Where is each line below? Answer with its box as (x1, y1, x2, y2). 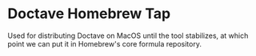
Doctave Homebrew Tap (7, 5, 171, 23)
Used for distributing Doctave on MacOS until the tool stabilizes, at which (7, 31, 249, 40)
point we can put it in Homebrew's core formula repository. (7, 39, 202, 48)
